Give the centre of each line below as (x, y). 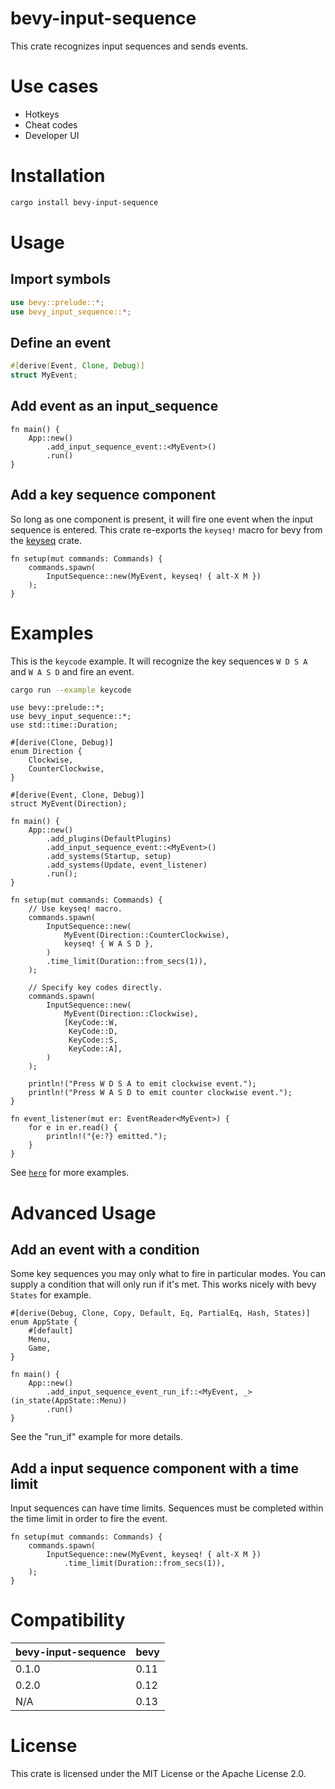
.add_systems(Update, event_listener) (127, 865)
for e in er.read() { (73, 1128)
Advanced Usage (83, 1213)
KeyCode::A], (95, 1049)
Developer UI (52, 135)
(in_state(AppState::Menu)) (69, 1401)
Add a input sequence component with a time (154, 1468)
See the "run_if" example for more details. (96, 1437)
